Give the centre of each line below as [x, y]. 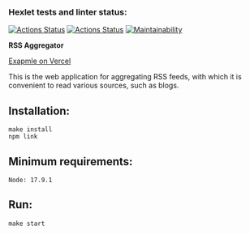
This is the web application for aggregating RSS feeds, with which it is [125, 77]
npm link [23, 137]
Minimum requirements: [71, 162]
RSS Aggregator [36, 45]
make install [30, 130]
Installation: [39, 111]
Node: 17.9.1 [30, 180]
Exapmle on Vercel [40, 61]
